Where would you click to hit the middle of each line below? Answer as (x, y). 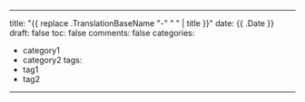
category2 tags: (52, 60)
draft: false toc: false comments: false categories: (102, 33)
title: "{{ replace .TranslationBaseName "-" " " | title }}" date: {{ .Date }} (142, 23)
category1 (41, 50)
